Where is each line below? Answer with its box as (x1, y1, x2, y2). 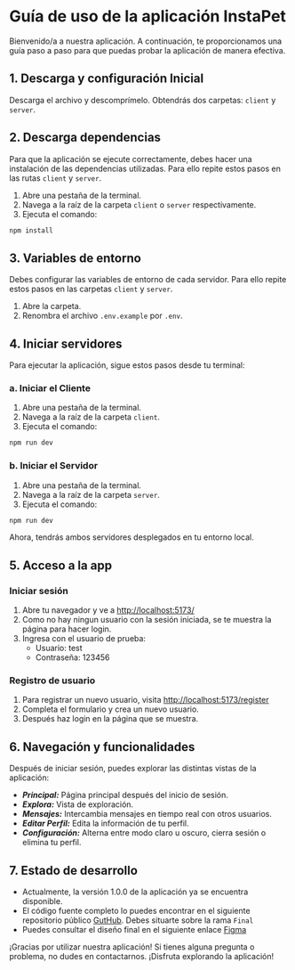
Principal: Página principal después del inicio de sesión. (21, 790, 229, 801)
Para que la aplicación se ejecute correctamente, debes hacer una (9, 153, 252, 164)
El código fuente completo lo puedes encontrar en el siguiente (21, 906, 251, 917)
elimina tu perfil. (21, 837, 82, 848)
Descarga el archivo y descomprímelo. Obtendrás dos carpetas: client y (9, 94, 276, 105)
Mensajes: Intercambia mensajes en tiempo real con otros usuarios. (21, 809, 273, 819)
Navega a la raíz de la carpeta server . (21, 489, 160, 500)
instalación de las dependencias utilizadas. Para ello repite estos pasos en (9, 163, 282, 174)
